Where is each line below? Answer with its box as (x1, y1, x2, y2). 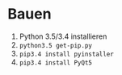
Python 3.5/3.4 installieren (19, 31, 107, 41)
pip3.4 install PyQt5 (19, 58, 92, 67)
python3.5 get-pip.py (19, 41, 92, 49)
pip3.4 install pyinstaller (19, 50, 114, 58)
